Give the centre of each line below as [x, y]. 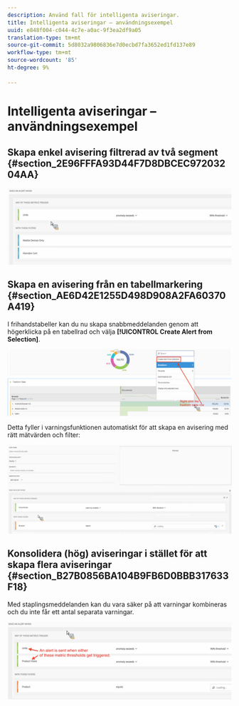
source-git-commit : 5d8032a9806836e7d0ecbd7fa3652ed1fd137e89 [101, 45]
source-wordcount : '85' [43, 60]
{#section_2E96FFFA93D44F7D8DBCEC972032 [117, 164]
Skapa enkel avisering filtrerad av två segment [113, 153]
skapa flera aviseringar [60, 565]
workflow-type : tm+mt [39, 53]
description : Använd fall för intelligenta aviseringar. [94, 15]
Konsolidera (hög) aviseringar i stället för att [107, 554]
